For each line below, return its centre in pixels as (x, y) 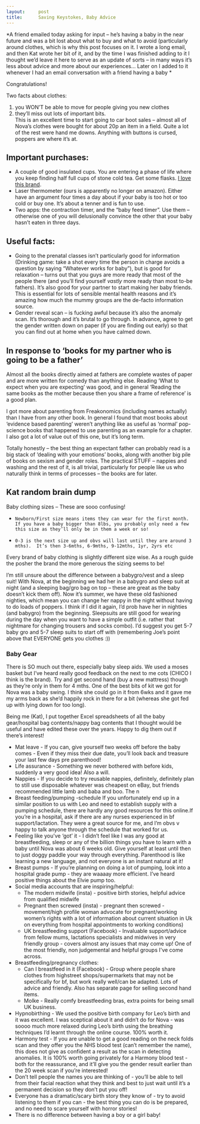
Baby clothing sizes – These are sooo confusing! (66, 506)
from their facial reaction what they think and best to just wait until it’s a (102, 1083)
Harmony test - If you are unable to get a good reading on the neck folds (104, 1039)
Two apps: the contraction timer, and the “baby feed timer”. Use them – (102, 210)
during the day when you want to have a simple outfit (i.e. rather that (90, 619)
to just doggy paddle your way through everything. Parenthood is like (100, 855)
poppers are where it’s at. (46, 138)
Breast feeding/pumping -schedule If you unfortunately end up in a (97, 798)
